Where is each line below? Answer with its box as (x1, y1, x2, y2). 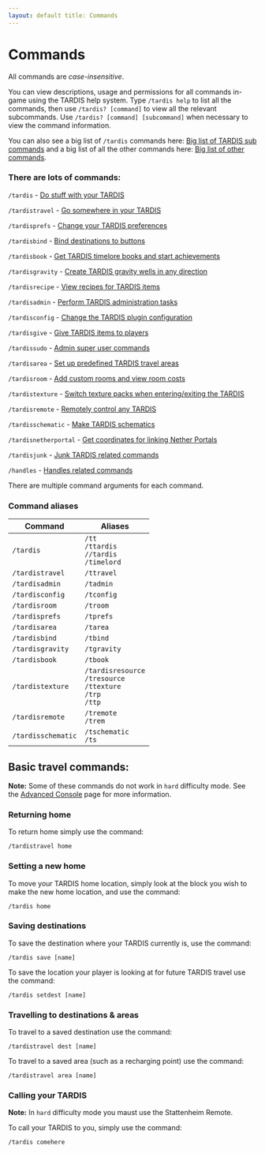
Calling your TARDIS (8, 1090, 88, 1101)
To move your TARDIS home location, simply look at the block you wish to (8, 878, 248, 888)
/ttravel (84, 569, 118, 578)
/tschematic (84, 728, 129, 736)
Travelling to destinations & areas (8, 1009, 140, 1020)
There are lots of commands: (8, 172, 121, 183)
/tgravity (84, 645, 121, 653)
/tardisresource (84, 666, 146, 676)
